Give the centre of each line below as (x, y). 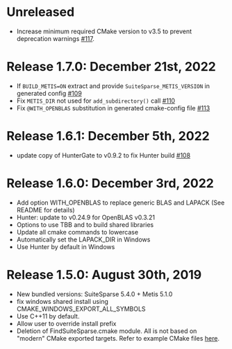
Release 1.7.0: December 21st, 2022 (111, 67)
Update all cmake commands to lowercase (77, 232)
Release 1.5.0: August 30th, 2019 (104, 274)
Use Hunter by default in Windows (66, 246)
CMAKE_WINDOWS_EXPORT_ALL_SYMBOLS (81, 309)
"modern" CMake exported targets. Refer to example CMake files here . (118, 338)
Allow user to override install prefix (66, 323)
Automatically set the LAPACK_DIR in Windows (83, 239)
